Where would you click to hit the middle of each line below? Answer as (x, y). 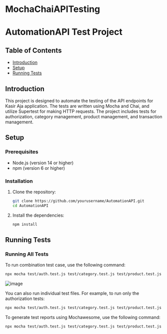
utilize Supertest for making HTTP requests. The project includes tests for (81, 111)
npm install (25, 224)
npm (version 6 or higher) (39, 168)
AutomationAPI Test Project (64, 32)
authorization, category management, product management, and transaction (84, 117)
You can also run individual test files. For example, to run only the (72, 294)
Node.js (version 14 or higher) (43, 163)
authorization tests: (25, 299)
